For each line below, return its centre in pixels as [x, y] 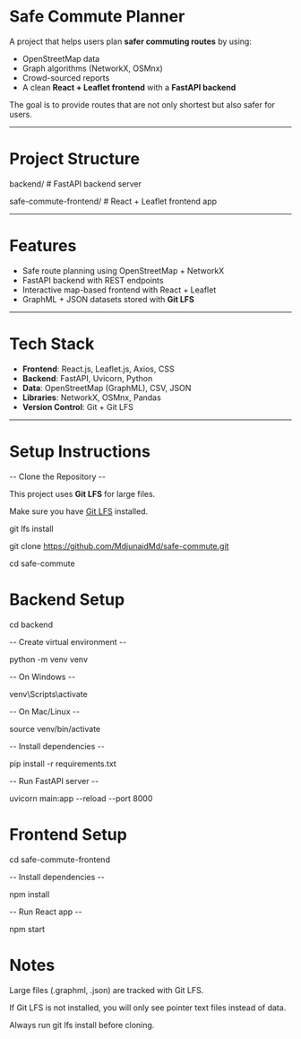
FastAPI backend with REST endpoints [93, 280]
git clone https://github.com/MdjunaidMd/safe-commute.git [119, 546]
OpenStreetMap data [61, 58]
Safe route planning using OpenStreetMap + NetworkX [123, 270]
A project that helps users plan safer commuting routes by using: [131, 41]
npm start [27, 929]
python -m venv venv [48, 659]
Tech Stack [52, 344]
